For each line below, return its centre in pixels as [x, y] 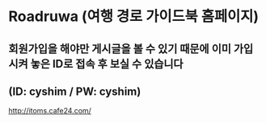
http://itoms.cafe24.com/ [50, 111]
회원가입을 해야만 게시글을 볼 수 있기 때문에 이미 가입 [131, 49]
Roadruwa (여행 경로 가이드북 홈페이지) [133, 16]
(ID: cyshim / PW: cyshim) [75, 91]
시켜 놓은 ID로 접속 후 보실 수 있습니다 [96, 64]
